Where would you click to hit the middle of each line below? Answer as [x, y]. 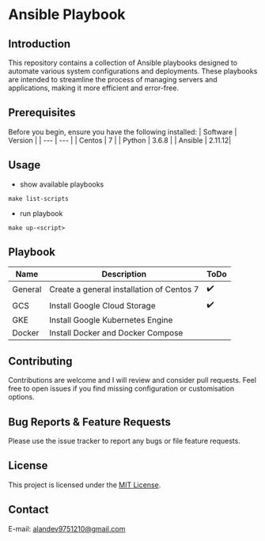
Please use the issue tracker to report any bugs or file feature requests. [125, 441]
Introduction [40, 44]
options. [22, 397]
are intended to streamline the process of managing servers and [113, 79]
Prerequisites [42, 113]
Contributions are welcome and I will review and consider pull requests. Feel [132, 380]
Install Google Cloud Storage [102, 305]
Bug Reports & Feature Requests [90, 422]
